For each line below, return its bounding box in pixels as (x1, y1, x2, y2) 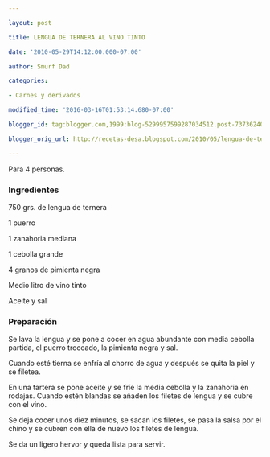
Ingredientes (8, 184, 59, 196)
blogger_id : (8, 121, 48, 129)
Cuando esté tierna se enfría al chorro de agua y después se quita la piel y (8, 359, 255, 368)
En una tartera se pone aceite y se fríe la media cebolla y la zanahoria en (8, 383, 249, 393)
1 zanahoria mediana (8, 233, 77, 243)
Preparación (8, 315, 58, 327)
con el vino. (8, 400, 47, 410)
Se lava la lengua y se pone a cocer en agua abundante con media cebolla (8, 335, 255, 344)
